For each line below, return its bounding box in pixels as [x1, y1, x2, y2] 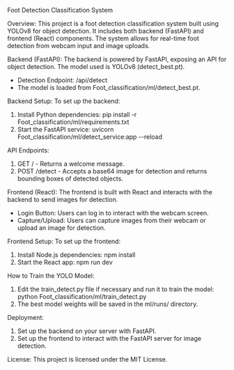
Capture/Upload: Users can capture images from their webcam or [17, 216, 207, 224]
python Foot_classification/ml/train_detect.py [17, 293, 147, 300]
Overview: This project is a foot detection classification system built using [7, 20, 219, 27]
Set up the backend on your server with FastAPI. [17, 327, 157, 335]
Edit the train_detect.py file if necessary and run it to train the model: [17, 285, 214, 293]
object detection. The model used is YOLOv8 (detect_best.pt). [7, 63, 185, 70]
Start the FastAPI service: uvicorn [17, 125, 114, 133]
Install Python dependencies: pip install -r [17, 111, 137, 118]
